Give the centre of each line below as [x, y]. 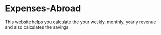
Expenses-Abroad [43, 9]
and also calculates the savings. [38, 27]
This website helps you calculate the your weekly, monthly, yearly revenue [80, 22]
